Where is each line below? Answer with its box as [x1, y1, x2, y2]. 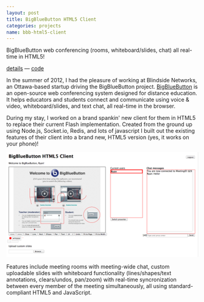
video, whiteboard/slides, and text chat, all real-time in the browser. [6, 102, 175, 110]
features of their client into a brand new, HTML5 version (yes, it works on [6, 134, 190, 141]
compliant [6, 289, 32, 296]
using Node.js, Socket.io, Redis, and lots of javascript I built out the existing [6, 127, 195, 135]
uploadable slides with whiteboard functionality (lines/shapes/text [6, 269, 172, 276]
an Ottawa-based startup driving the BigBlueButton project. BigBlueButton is [6, 83, 198, 91]
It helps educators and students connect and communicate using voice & [6, 96, 190, 104]
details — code [6, 65, 44, 72]
